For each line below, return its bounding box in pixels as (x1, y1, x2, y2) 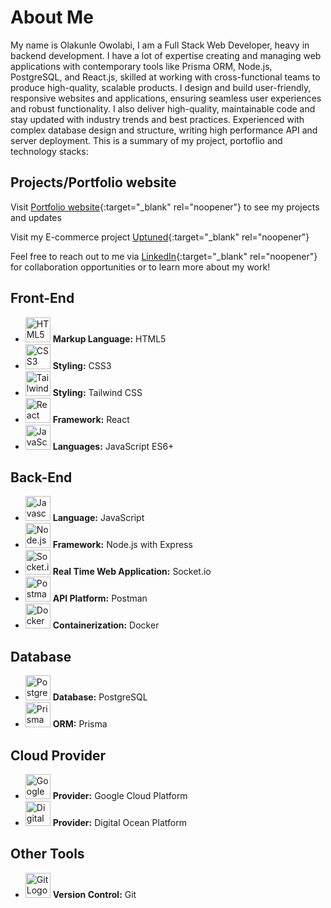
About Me (10, 6, 94, 29)
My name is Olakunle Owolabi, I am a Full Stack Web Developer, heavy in (10, 39, 310, 51)
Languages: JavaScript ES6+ (52, 440, 175, 452)
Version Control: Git (52, 888, 137, 900)
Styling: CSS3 (52, 359, 112, 371)
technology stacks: (10, 145, 89, 157)
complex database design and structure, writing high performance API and (10, 124, 318, 136)
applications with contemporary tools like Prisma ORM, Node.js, (10, 60, 273, 72)
